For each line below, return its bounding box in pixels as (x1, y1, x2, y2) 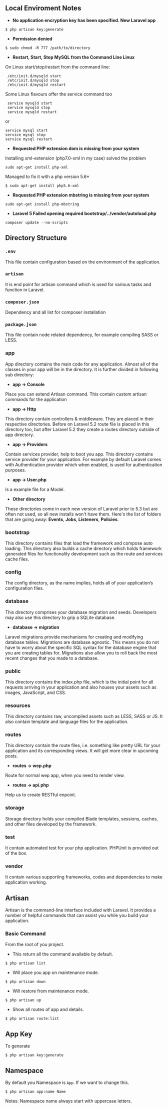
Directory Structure (5, 233, 67, 242)
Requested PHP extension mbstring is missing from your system (12, 192, 149, 198)
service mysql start (5, 127, 48, 133)
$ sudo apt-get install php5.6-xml (5, 183, 79, 188)
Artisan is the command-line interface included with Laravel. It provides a (5, 907, 156, 913)
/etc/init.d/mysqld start (7, 73, 61, 78)
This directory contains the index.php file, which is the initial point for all (5, 678, 153, 684)
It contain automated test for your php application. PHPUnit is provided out (5, 845, 159, 851)
